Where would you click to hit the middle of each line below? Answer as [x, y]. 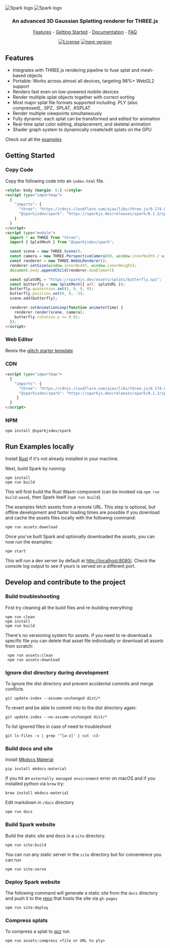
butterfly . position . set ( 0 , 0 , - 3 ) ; [47, 294]
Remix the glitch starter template [39, 350]
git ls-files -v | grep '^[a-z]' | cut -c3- [53, 736]
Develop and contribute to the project [65, 582]
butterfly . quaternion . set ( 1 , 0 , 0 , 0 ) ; [52, 289]
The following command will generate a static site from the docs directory [81, 893]
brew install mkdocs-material [37, 793]
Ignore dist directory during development [57, 672]
